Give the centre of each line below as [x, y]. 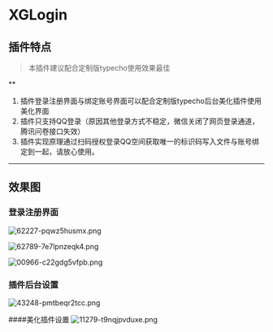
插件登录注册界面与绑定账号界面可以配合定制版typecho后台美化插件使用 [141, 101]
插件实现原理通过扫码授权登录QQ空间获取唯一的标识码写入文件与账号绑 [140, 141]
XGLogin [38, 15]
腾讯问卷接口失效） [52, 131]
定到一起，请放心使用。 [59, 151]
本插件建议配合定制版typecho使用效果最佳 [99, 68]
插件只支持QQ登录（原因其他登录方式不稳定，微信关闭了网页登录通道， [140, 121]
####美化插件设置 [39, 319]
